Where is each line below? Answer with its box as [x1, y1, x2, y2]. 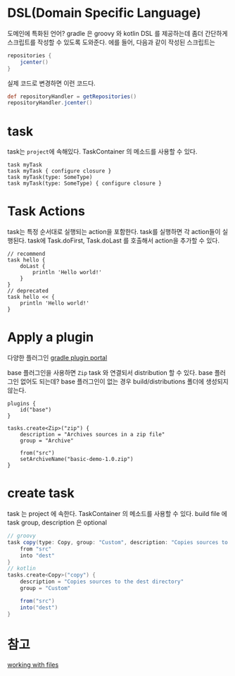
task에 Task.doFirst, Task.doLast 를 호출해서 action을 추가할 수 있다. [27, 236, 220, 245]
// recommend [7, 250, 46, 258]
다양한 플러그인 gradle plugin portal [7, 354, 108, 362]
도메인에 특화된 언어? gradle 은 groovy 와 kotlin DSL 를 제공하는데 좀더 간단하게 [7, 29, 228, 37]
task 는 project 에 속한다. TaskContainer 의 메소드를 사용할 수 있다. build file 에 [7, 510, 227, 518]
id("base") [20, 407, 52, 414]
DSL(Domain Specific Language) [7, 5, 202, 21]
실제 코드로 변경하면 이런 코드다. [7, 79, 96, 87]
